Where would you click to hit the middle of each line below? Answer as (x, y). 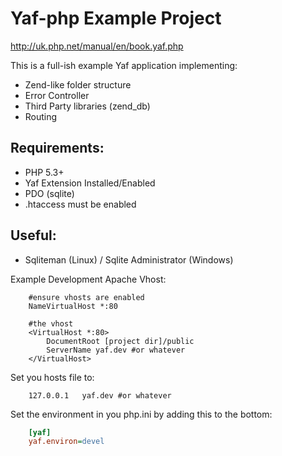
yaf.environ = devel (66, 442)
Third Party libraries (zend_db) (87, 106)
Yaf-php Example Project (116, 18)
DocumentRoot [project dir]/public (120, 341)
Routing (41, 116)
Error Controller (57, 95)
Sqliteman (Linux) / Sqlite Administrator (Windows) (129, 259)
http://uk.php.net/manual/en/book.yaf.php (97, 46)
